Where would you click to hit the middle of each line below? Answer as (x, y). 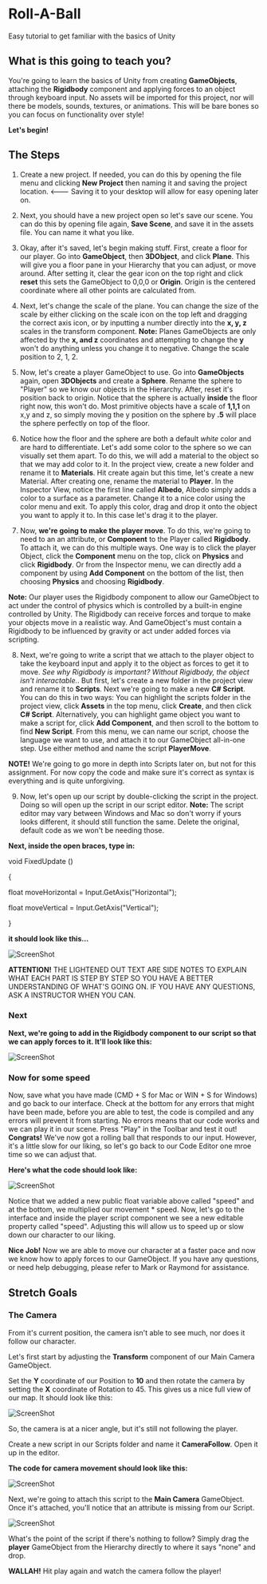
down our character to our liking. (62, 1235)
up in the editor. (34, 1452)
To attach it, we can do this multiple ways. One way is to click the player (138, 547)
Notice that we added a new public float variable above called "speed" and (131, 1201)
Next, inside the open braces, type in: (72, 846)
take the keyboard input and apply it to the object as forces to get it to (134, 663)
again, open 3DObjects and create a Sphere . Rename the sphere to (131, 380)
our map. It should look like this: (61, 1397)
